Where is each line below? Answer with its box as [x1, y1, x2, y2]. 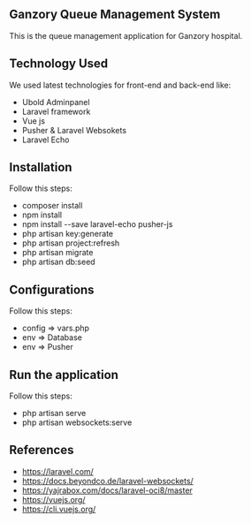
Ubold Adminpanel [21, 96, 90, 107]
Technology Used [9, 57, 109, 72]
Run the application [9, 367, 119, 383]
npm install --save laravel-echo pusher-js [21, 219, 173, 230]
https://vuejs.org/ [21, 494, 86, 504]
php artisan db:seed [21, 256, 95, 268]
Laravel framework [21, 106, 91, 117]
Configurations [9, 282, 95, 297]
